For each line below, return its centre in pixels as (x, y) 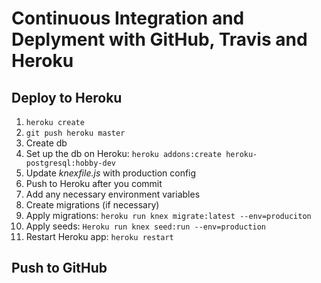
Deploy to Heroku (67, 97)
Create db (46, 143)
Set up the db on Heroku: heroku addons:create (124, 153)
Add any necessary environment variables (113, 194)
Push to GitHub (59, 268)
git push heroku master (75, 133)
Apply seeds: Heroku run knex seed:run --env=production (146, 226)
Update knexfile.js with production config (111, 173)
